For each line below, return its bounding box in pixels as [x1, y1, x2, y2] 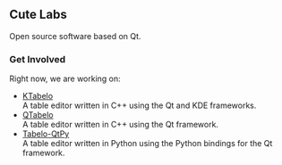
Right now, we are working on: [9, 73, 121, 84]
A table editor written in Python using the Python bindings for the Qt [21, 138, 273, 149]
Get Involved [9, 53, 66, 65]
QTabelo [21, 110, 54, 120]
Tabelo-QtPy [21, 128, 70, 139]
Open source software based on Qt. [9, 30, 141, 41]
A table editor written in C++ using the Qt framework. [21, 120, 219, 130]
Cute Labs [9, 7, 67, 22]
